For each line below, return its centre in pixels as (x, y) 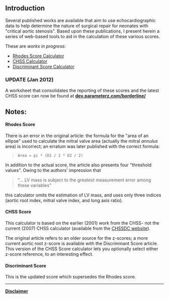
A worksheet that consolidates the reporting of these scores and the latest (82, 90)
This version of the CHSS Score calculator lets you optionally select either (82, 249)
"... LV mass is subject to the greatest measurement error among (84, 180)
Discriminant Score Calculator (43, 66)
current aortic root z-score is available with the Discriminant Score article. (82, 243)
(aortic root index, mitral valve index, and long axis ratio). (64, 200)
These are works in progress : (36, 46)
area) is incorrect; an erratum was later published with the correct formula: (82, 146)
